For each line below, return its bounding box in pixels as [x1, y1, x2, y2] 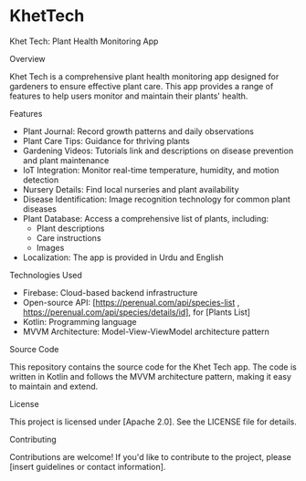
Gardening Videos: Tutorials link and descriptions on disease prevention [22, 145, 294, 156]
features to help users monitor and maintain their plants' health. [9, 90, 248, 101]
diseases [22, 203, 58, 214]
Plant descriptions [36, 223, 105, 234]
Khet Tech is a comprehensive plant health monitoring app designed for [9, 70, 280, 82]
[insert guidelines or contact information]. [9, 461, 166, 472]
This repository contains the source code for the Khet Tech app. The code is [9, 361, 297, 372]
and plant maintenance [22, 154, 110, 165]
